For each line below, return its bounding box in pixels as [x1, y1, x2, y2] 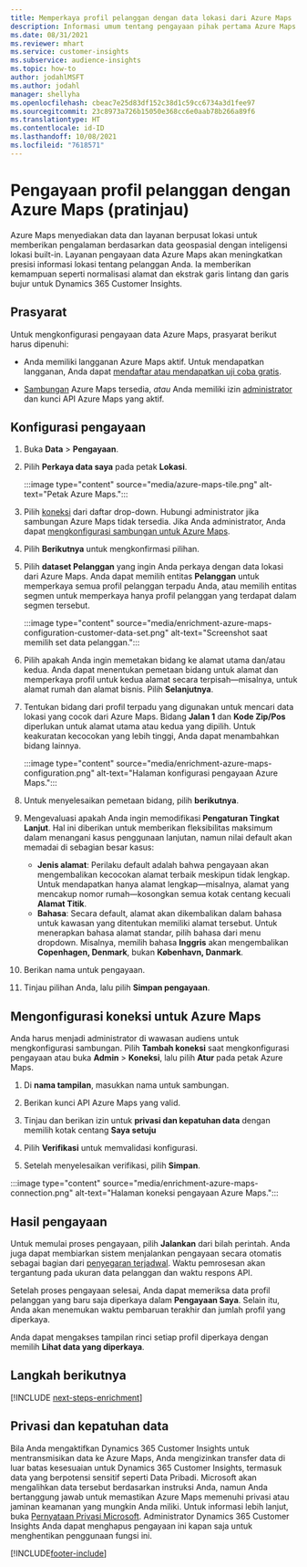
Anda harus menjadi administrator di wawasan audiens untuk [10, 1033, 240, 1044]
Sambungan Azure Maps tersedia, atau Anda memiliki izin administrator [23, 383, 292, 394]
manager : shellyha [10, 89, 80, 99]
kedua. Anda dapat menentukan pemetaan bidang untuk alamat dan [23, 664, 279, 675]
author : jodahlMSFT [10, 73, 85, 82]
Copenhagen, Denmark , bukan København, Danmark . [36, 946, 244, 958]
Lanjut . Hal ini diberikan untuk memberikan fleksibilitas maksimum [23, 822, 273, 833]
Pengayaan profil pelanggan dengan [10, 180, 291, 201]
